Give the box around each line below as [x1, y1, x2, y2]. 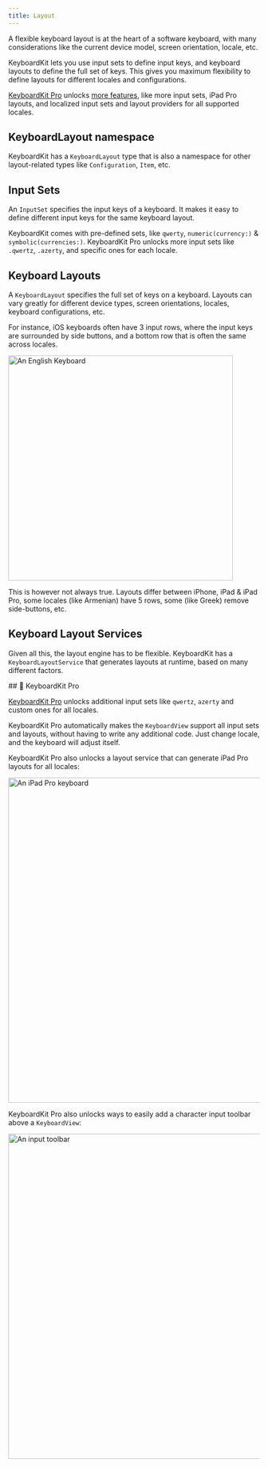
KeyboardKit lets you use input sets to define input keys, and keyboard [8, 58, 241, 67]
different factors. [8, 665, 64, 675]
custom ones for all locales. [8, 705, 99, 715]
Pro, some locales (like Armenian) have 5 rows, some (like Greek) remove [8, 595, 250, 605]
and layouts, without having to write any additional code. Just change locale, [8, 729, 260, 739]
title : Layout [8, 11, 56, 20]
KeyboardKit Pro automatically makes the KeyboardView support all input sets [8, 720, 259, 730]
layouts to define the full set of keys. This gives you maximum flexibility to [8, 66, 251, 76]
